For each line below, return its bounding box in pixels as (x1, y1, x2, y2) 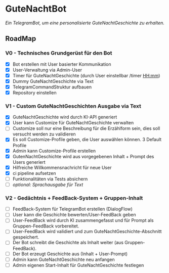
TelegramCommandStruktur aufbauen (12, 84, 92, 90)
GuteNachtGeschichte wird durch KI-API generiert (12, 114, 117, 120)
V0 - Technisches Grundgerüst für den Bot (5, 50, 112, 57)
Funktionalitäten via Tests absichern (12, 175, 88, 182)
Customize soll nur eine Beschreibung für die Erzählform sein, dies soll (12, 125, 160, 131)
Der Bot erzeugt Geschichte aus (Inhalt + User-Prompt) (12, 251, 128, 257)
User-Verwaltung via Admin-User (12, 67, 82, 73)
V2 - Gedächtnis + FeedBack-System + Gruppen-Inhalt (5, 194, 143, 201)
